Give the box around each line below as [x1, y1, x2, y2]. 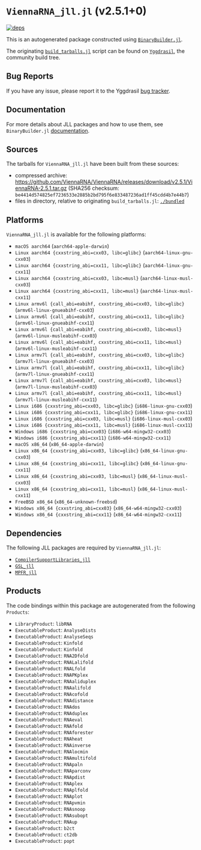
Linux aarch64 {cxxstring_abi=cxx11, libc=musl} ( [14, 287, 143, 295]
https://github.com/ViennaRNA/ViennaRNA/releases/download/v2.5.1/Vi [14, 179, 193, 186]
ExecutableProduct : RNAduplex [14, 709, 88, 717]
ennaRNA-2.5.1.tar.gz [14, 185, 67, 192]
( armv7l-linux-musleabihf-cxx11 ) [14, 396, 97, 403]
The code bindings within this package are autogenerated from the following [6, 602, 196, 609]
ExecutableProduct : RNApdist [14, 773, 86, 780]
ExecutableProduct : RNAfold [14, 722, 83, 729]
